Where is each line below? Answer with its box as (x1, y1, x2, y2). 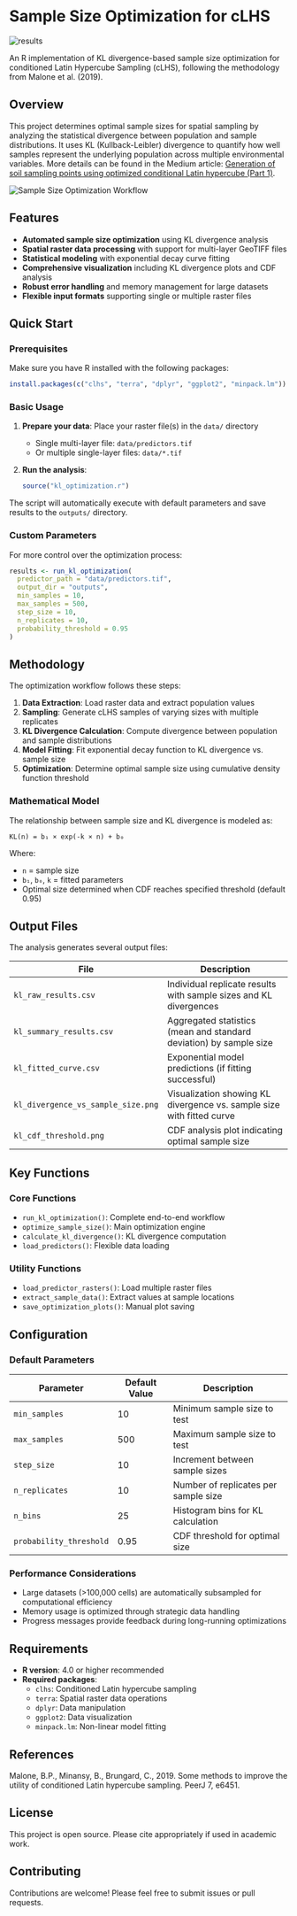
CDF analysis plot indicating (166, 1124, 283, 1137)
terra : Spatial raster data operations (34, 1693, 168, 1704)
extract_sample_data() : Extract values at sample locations (21, 1292, 235, 1302)
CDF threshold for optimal (172, 1530, 280, 1542)
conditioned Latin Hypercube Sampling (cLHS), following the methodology (9, 62, 280, 73)
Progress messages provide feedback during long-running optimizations (21, 1616, 287, 1626)
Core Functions (9, 1192, 77, 1204)
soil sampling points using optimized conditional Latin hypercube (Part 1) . (9, 167, 276, 178)
